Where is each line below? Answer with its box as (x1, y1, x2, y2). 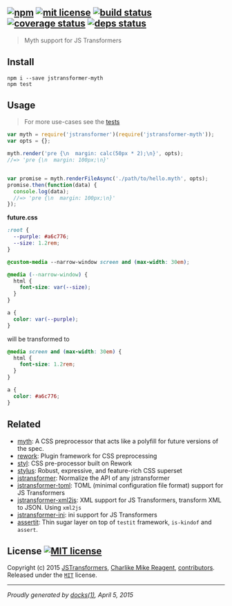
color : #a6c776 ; (13, 393, 60, 400)
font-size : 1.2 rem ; (19, 361, 76, 368)
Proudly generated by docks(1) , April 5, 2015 (7, 591, 133, 599)
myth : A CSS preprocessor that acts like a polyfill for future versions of (17, 437, 219, 445)
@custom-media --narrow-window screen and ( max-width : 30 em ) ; (7, 258, 190, 265)
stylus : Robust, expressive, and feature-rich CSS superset (17, 466, 183, 474)
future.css (7, 213, 38, 222)
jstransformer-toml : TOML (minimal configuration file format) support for (17, 481, 224, 489)
